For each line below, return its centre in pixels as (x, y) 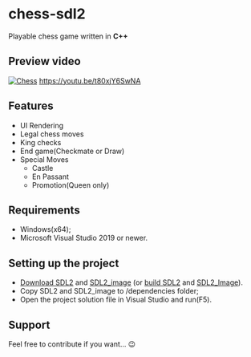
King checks (40, 142)
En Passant (51, 176)
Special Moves (45, 159)
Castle (43, 168)
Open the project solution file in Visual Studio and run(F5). (116, 300)
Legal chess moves (52, 134)
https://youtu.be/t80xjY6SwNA (90, 80)
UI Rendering (42, 125)
